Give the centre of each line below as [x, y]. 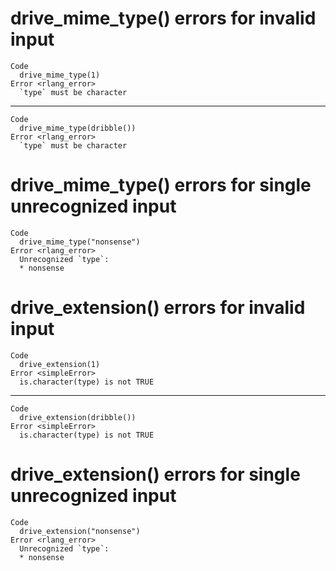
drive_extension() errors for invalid [158, 308]
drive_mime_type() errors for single [161, 185]
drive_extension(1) [60, 364]
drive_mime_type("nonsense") [80, 242]
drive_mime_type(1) [60, 75]
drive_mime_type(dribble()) [78, 128]
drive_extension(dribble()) [78, 417]
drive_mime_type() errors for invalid [163, 18]
